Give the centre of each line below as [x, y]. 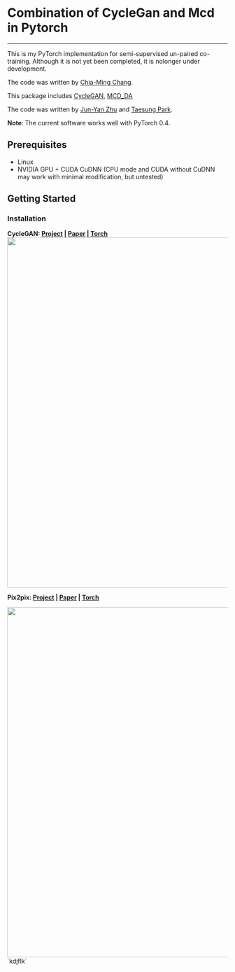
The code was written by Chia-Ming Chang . [70, 82]
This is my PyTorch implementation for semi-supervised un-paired [103, 53]
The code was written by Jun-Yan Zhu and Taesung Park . [90, 109]
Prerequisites [37, 145]
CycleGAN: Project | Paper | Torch [58, 234]
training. [19, 61]
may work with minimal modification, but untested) [90, 176]
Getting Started [42, 199]
